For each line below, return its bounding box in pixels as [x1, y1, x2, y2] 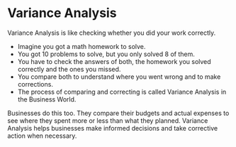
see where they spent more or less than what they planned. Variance [7, 116, 208, 125]
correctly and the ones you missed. [17, 65, 121, 73]
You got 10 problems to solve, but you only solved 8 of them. [17, 50, 195, 58]
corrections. [17, 80, 53, 88]
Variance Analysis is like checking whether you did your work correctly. [7, 28, 216, 37]
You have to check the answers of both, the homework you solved [17, 57, 211, 65]
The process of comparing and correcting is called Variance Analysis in [17, 87, 227, 96]
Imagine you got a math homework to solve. [17, 42, 146, 50]
